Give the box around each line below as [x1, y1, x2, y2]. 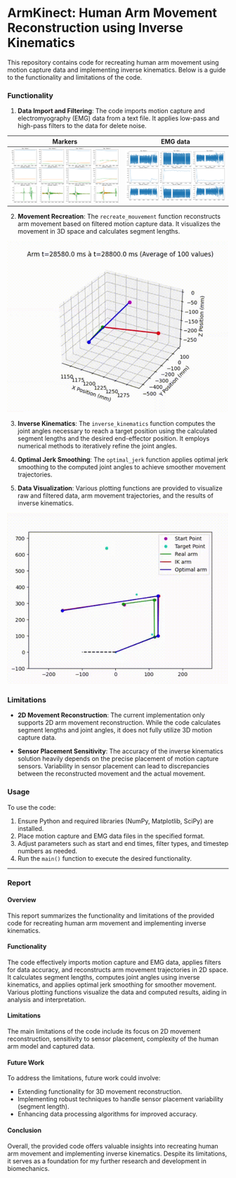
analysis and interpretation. [7, 995, 86, 1003]
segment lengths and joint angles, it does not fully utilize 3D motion [17, 726, 213, 735]
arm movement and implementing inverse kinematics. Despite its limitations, [7, 1149, 228, 1158]
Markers [52, 137, 78, 146]
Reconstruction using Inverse [7, 20, 184, 36]
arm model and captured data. [7, 1042, 96, 1051]
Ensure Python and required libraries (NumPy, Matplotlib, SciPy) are [17, 816, 214, 825]
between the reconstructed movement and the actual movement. [17, 769, 206, 778]
